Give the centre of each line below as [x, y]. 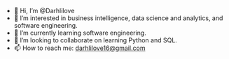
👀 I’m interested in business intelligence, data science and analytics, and [118, 18]
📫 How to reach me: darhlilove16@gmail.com [79, 48]
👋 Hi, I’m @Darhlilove [44, 11]
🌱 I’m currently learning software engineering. [80, 33]
